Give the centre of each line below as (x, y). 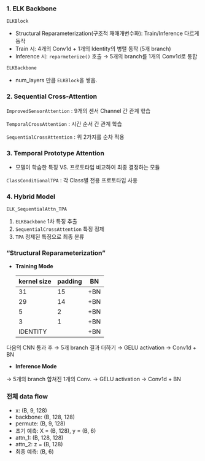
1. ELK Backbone (32, 9)
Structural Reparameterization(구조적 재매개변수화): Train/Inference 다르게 (107, 33)
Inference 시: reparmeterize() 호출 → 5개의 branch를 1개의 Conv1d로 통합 (106, 56)
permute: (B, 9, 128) (40, 423)
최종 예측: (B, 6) (34, 451)
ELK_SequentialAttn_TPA (37, 209)
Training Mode (34, 266)
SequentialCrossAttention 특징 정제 (60, 229)
